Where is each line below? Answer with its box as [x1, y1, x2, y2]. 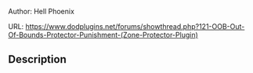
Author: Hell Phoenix [8, 7, 74, 16]
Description [8, 53, 67, 66]
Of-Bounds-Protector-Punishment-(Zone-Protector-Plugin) [8, 31, 198, 39]
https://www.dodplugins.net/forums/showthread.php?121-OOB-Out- [25, 22, 245, 31]
